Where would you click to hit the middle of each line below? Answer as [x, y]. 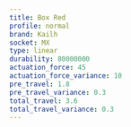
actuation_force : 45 [48, 68]
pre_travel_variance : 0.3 [57, 92]
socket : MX [30, 42]
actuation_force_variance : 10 [66, 76]
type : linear [34, 51]
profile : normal [39, 26]
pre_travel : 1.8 [39, 84]
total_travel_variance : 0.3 [62, 109]
